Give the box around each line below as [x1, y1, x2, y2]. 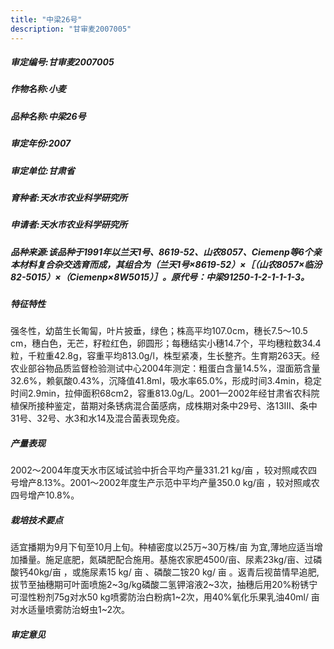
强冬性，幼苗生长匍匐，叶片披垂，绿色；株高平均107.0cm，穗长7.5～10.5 [10, 325, 308, 337]
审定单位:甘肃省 [10, 164, 75, 176]
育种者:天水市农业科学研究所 [10, 191, 128, 203]
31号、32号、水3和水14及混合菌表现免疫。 [10, 412, 185, 425]
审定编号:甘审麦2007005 [10, 56, 115, 68]
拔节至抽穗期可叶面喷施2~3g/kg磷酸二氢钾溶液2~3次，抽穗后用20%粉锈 [10, 579, 310, 591]
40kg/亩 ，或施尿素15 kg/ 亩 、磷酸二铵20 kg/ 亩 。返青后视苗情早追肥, [27, 566, 320, 578]
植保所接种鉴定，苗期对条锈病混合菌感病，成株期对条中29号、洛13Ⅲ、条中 [10, 400, 318, 412]
